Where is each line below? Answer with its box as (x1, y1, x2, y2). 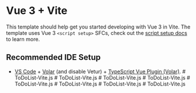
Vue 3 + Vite (6, 4, 68, 17)
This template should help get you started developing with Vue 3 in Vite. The (6, 23, 191, 30)
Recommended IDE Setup (6, 52, 101, 62)
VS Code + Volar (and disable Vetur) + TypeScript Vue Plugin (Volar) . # (14, 68, 186, 75)
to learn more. (6, 35, 40, 42)
